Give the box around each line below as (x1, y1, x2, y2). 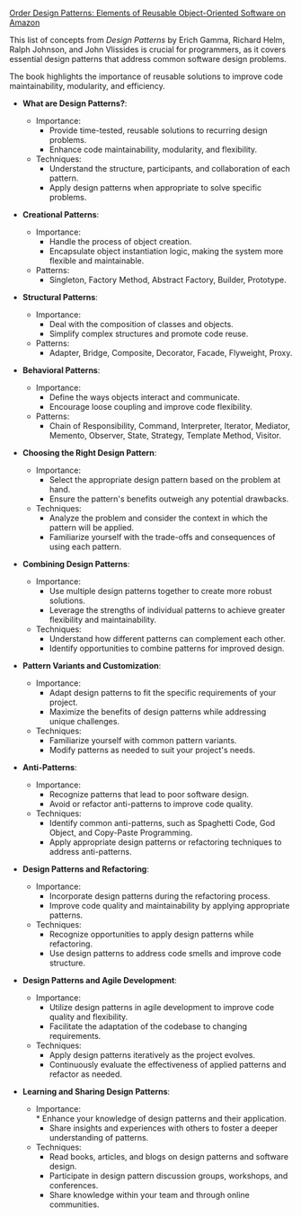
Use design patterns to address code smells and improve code (49, 948, 281, 958)
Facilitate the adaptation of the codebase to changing (49, 1021, 247, 1032)
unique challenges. (49, 716, 120, 726)
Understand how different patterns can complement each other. (49, 634, 286, 644)
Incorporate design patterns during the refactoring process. (49, 891, 270, 902)
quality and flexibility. (49, 1011, 128, 1022)
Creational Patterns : (22, 209, 100, 219)
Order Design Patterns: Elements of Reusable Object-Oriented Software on (9, 8, 286, 18)
